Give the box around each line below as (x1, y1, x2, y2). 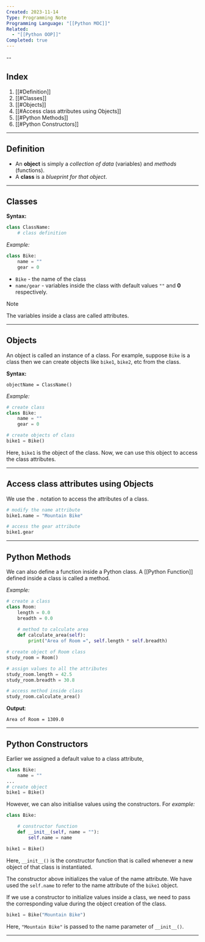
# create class (6, 404, 45, 410)
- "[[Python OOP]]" (12, 32, 62, 38)
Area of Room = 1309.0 (6, 717, 64, 723)
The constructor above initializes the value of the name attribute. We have (6, 875, 192, 882)
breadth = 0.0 (17, 615, 53, 621)
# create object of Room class (6, 649, 86, 655)
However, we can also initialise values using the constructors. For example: (6, 800, 195, 808)
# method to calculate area (17, 626, 88, 632)
